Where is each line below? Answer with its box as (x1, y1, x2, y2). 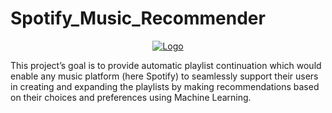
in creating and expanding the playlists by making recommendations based (10, 80, 320, 92)
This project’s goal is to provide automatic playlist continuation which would (10, 59, 322, 71)
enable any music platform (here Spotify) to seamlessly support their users (10, 70, 319, 82)
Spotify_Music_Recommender (10, 7, 266, 30)
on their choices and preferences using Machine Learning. (10, 91, 252, 103)
